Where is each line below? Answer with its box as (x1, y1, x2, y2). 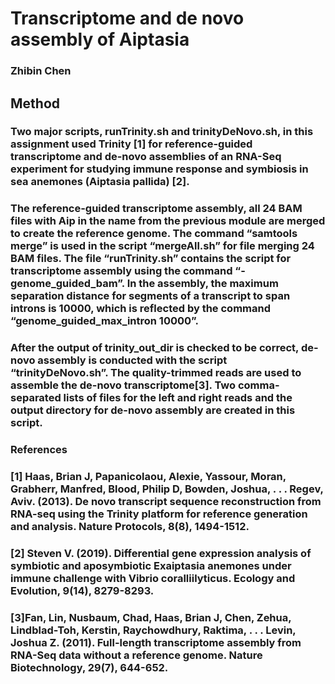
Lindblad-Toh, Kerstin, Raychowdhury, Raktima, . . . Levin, (10, 623, 297, 637)
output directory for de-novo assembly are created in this (10, 403, 296, 417)
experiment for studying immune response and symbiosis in (10, 162, 309, 176)
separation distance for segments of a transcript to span (10, 289, 291, 303)
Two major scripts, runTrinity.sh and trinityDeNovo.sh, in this (10, 125, 314, 139)
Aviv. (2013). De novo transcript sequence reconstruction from (10, 495, 322, 509)
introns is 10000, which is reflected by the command (10, 302, 271, 316)
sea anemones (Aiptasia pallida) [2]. (10, 175, 190, 189)
